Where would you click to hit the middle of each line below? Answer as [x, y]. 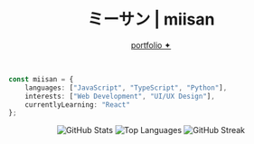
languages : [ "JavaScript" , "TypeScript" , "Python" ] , [126, 88]
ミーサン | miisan [151, 19]
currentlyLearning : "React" [77, 105]
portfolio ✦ [151, 45]
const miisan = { [41, 79]
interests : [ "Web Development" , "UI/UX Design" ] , [120, 96]
